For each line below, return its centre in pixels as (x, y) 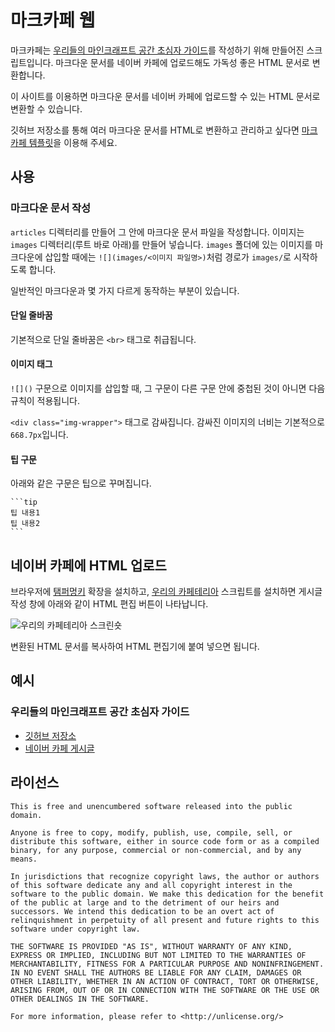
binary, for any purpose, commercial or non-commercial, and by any (156, 850)
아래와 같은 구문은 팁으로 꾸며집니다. (81, 483)
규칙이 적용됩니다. (45, 401)
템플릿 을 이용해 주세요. (73, 142)
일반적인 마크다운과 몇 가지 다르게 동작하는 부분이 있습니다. (125, 290)
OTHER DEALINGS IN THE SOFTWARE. (80, 999)
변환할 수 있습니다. (46, 108)
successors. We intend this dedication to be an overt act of (142, 911)
